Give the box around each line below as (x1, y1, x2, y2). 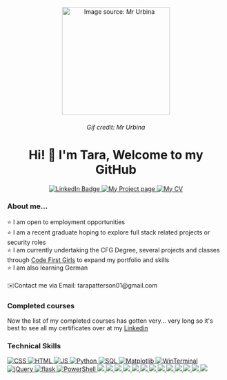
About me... (7, 201, 48, 211)
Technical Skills (7, 341, 61, 351)
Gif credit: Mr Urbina (86, 123, 146, 131)
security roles (7, 238, 46, 246)
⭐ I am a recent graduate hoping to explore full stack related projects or (7, 228, 210, 237)
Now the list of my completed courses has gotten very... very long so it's (7, 317, 214, 325)
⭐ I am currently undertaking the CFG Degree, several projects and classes (7, 246, 220, 254)
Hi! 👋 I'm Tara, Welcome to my (28, 147, 204, 163)
